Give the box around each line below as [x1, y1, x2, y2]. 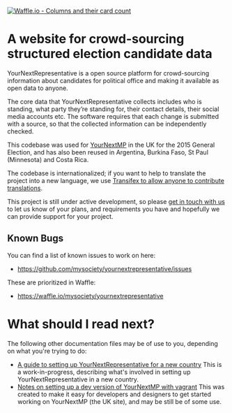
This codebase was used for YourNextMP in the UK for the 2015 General [7, 140, 215, 149]
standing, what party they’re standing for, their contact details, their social [7, 105, 219, 113]
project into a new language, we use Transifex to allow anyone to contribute [7, 176, 225, 184]
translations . [7, 184, 43, 192]
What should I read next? [7, 316, 155, 332]
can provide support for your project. [7, 212, 114, 220]
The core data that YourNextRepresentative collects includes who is [7, 97, 202, 106]
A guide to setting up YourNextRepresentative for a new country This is [17, 360, 222, 368]
